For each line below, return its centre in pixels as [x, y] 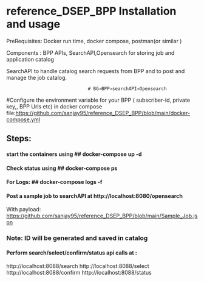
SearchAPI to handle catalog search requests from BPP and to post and [96, 71]
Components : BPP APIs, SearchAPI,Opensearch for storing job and [90, 52]
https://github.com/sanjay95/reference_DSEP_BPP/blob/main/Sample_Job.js [102, 216]
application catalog [30, 59]
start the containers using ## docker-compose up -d [74, 154]
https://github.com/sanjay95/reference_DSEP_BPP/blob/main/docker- [103, 113]
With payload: [24, 210]
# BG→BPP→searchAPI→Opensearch [127, 89]
